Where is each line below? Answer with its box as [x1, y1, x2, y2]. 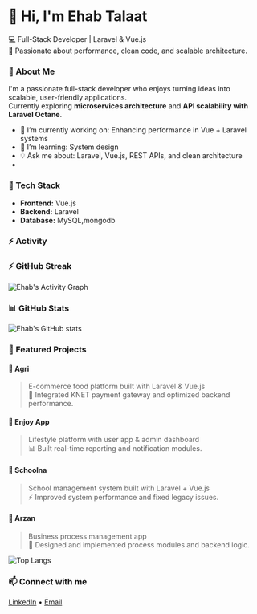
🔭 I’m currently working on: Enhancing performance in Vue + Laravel [19, 125, 247, 135]
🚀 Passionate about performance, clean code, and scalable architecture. [8, 46, 247, 55]
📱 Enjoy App [8, 417, 50, 426]
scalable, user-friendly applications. [8, 92, 127, 103]
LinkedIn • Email [8, 597, 63, 607]
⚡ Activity [8, 236, 47, 247]
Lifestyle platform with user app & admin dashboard [27, 435, 200, 445]
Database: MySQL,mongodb [19, 215, 116, 225]
